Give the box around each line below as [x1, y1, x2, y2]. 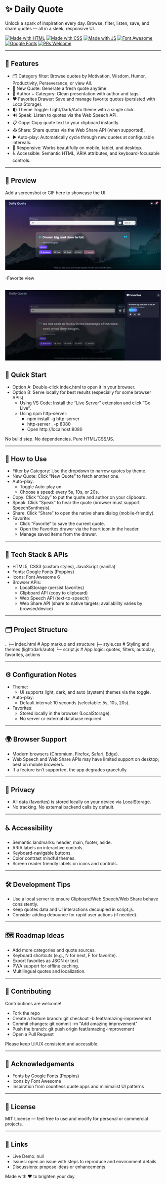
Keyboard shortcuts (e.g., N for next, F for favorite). [12, 952, 117, 958]
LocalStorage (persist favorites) [19, 585, 84, 591]
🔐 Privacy [5, 786, 35, 794]
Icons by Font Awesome [12, 1078, 61, 1084]
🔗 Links [5, 1140, 28, 1148]
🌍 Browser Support [5, 735, 67, 743]
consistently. [12, 901, 39, 907]
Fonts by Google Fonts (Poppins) [12, 1073, 80, 1079]
